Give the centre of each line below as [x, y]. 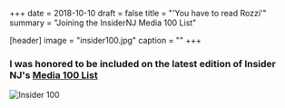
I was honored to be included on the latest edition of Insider [143, 64]
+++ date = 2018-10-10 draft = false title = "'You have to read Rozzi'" [138, 13]
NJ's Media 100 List [54, 74]
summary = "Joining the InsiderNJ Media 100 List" [103, 23]
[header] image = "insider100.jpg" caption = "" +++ [106, 40]
